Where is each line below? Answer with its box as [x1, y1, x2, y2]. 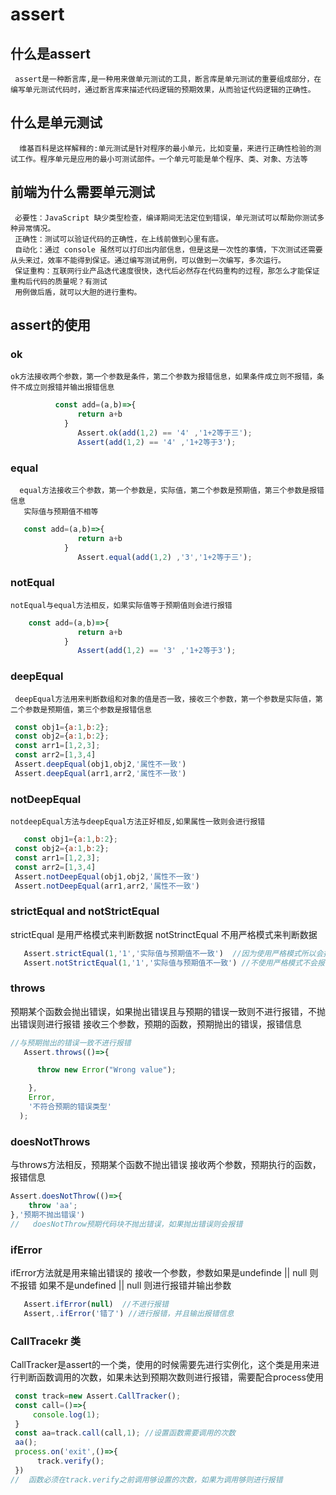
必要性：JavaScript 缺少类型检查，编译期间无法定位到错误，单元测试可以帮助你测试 [14, 213, 318, 223]
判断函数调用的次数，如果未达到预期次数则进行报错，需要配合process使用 [18, 1371, 324, 1383]
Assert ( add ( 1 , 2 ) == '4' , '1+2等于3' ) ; [77, 437, 237, 447]
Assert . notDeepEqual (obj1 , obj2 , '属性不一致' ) [14, 871, 200, 882]
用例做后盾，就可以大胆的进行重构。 [14, 287, 142, 297]
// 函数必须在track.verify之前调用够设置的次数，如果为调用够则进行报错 [10, 1474, 283, 1485]
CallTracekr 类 [10, 1334, 82, 1348]
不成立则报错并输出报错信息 [17, 383, 115, 393]
